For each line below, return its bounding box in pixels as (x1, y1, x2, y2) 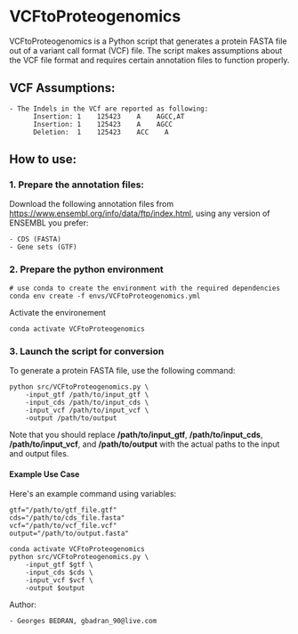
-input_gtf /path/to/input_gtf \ (25, 391, 149, 399)
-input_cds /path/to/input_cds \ (25, 399, 149, 408)
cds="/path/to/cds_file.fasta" (9, 514, 125, 523)
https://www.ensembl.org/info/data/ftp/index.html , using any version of (9, 208, 270, 219)
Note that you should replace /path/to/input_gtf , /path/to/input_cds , (9, 430, 263, 441)
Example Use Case (9, 468, 80, 479)
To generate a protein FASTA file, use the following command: (9, 366, 236, 376)
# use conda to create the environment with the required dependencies (9, 284, 280, 292)
